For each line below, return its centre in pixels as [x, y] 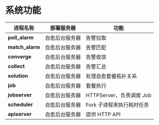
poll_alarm [21, 37]
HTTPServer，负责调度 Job [119, 95]
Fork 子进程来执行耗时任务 [117, 105]
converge [20, 57]
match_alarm [24, 47]
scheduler [20, 104]
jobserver [20, 95]
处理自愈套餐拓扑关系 [111, 76]
